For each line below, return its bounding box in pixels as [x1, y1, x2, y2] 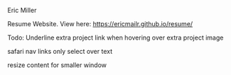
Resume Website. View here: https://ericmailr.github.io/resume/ [7, 20, 193, 28]
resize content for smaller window [7, 61, 107, 69]
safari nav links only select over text [7, 47, 113, 55]
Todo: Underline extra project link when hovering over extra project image [7, 33, 224, 42]
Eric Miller [7, 6, 37, 14]
